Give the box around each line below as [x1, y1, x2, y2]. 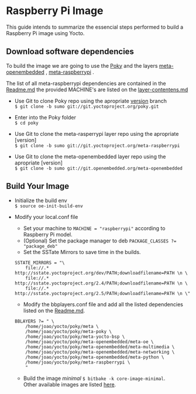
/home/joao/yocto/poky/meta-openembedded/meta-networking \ [25, 349, 175, 355]
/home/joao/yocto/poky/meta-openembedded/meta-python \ [25, 354, 164, 360]
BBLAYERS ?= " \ [14, 318, 54, 324]
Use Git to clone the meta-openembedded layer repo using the [14, 153, 166, 160]
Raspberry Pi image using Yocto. [6, 29, 85, 36]
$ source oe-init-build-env [14, 203, 83, 209]
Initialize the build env [14, 197, 67, 204]
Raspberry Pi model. [23, 231, 73, 238]
